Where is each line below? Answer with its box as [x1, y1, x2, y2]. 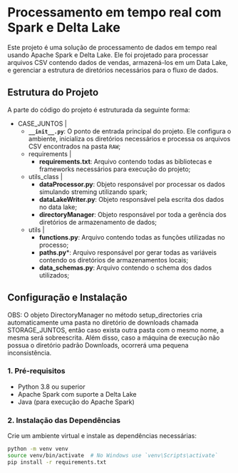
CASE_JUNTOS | [17, 119, 68, 128]
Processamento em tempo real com [7, 4, 222, 21]
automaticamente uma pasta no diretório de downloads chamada [7, 318, 199, 327]
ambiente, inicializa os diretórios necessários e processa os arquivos [28, 134, 231, 143]
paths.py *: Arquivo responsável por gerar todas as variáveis [38, 248, 217, 257]
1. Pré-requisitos [7, 366, 66, 376]
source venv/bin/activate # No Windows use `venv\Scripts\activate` [7, 452, 219, 459]
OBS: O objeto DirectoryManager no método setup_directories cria [7, 310, 203, 319]
